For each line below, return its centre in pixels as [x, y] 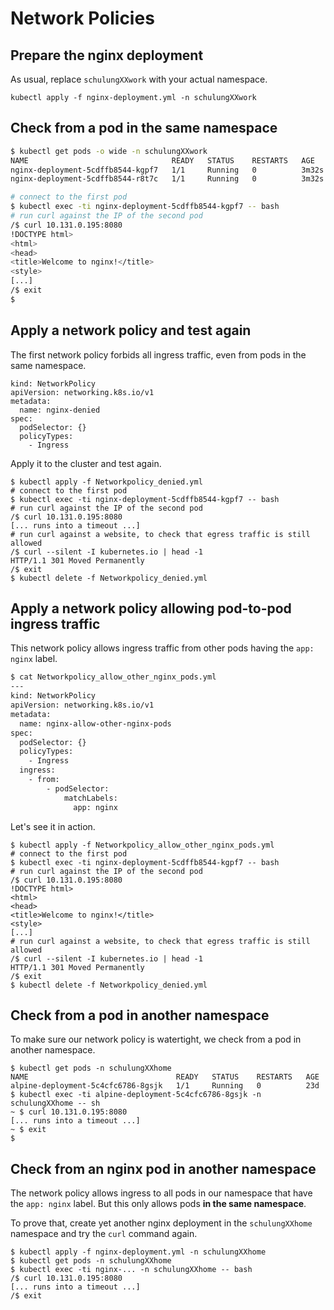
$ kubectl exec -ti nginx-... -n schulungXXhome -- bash [131, 1270]
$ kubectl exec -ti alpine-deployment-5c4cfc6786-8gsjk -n [136, 1095]
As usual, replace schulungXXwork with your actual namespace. [139, 79]
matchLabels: [90, 798]
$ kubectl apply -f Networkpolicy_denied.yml [106, 482]
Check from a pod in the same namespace [144, 128]
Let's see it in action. [53, 826]
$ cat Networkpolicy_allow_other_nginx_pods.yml [113, 677]
